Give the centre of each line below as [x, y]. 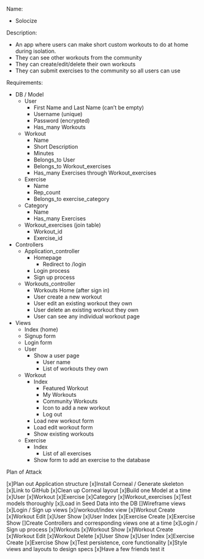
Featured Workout [66, 388]
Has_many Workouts [59, 127]
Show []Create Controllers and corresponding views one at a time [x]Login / [102, 523]
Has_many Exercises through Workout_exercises [95, 173]
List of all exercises [67, 453]
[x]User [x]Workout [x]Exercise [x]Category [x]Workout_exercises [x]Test [99, 497]
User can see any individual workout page [87, 316]
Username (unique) [58, 114]
